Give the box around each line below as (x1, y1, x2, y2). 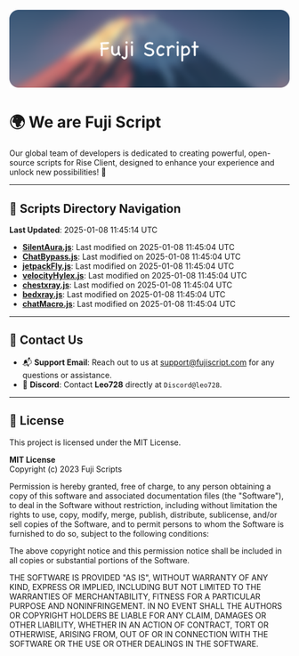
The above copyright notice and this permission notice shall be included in (9, 545, 282, 556)
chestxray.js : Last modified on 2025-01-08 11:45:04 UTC (21, 279, 233, 290)
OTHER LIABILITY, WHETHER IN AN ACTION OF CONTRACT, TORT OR (9, 620, 269, 630)
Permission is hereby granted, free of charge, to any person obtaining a (9, 481, 271, 491)
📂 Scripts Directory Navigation (9, 201, 182, 216)
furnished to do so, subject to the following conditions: (9, 528, 209, 539)
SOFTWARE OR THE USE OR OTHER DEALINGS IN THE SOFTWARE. (9, 638, 259, 649)
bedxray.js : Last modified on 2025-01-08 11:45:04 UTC (21, 289, 226, 300)
